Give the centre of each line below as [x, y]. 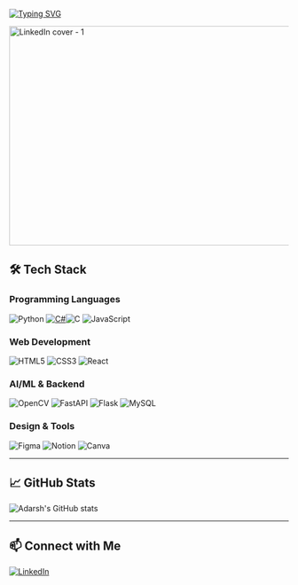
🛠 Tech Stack [48, 270]
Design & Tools [42, 426]
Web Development [50, 341]
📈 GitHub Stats [52, 483]
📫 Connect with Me [65, 546]
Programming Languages [65, 300]
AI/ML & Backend [47, 384]
